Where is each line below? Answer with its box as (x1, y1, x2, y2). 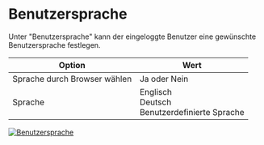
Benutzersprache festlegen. (8, 40, 101, 49)
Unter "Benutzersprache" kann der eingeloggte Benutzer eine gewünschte (8, 32, 257, 41)
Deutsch (140, 96, 172, 108)
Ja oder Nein (140, 73, 189, 84)
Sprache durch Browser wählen (12, 73, 132, 84)
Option (58, 59, 86, 70)
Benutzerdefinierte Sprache (140, 106, 245, 117)
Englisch (140, 86, 172, 97)
